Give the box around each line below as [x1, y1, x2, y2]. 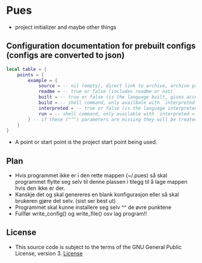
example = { [28, 77, 58, 83]
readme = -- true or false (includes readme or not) [38, 88, 173, 95]
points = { [17, 71, 44, 78]
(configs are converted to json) [6, 50, 125, 61]
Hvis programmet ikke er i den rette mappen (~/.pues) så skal [14, 172, 167, 179]
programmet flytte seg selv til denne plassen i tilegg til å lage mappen [14, 178, 188, 186]
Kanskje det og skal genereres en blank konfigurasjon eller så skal [14, 191, 179, 198]
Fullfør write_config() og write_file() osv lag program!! [14, 210, 147, 217]
